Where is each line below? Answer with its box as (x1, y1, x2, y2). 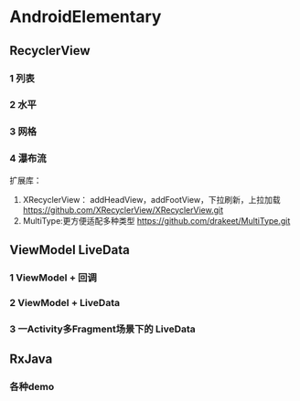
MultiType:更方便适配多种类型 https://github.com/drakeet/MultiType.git (22, 215, 291, 226)
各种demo (9, 381, 55, 394)
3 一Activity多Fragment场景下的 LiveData (9, 322, 197, 335)
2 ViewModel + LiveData (9, 296, 121, 309)
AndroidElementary (9, 6, 162, 27)
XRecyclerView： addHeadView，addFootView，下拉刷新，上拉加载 (22, 194, 281, 205)
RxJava (9, 352, 53, 367)
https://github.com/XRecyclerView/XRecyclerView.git (22, 204, 224, 216)
